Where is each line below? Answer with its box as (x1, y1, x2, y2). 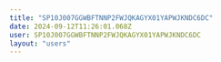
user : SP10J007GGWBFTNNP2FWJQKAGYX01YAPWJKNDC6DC (9, 30, 202, 39)
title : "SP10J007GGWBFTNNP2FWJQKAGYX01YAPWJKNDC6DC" (9, 13, 214, 23)
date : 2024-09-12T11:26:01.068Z (9, 22, 132, 31)
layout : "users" (9, 38, 71, 48)
